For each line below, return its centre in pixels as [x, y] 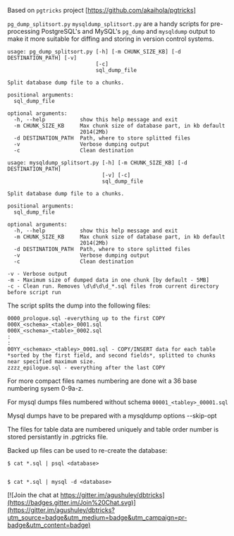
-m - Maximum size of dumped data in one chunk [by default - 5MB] [109, 280]
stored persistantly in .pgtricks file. [58, 437]
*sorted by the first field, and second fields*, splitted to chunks [112, 355]
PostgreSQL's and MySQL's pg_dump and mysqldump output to [128, 31]
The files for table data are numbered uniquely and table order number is [113, 429]
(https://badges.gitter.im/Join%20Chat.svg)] [72, 502]
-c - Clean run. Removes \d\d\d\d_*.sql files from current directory [113, 286]
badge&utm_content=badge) [49, 525]
